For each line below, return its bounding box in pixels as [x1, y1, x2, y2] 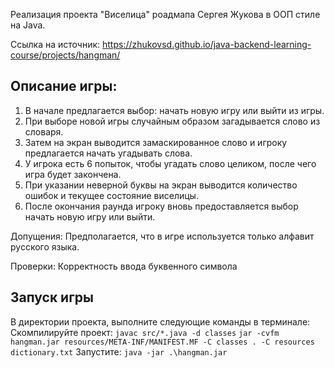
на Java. [10, 19, 46, 31]
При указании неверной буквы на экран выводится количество [24, 179, 298, 191]
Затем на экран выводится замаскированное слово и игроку [24, 136, 288, 148]
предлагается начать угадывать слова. [24, 147, 193, 159]
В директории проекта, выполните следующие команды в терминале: [10, 315, 311, 328]
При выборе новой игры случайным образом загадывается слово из [24, 115, 321, 127]
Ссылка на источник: [10, 39, 101, 50]
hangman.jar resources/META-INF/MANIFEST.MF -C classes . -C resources [10, 337, 315, 347]
